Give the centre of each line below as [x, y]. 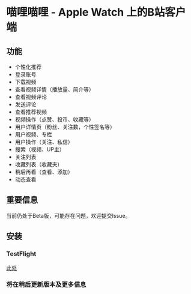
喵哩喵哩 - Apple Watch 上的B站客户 [96, 12]
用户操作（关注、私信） [44, 142]
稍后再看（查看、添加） [44, 172]
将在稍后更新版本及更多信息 [46, 284]
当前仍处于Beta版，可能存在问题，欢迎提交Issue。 [68, 215]
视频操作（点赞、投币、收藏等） [54, 119]
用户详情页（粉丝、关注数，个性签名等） [65, 127]
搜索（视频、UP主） [40, 149]
